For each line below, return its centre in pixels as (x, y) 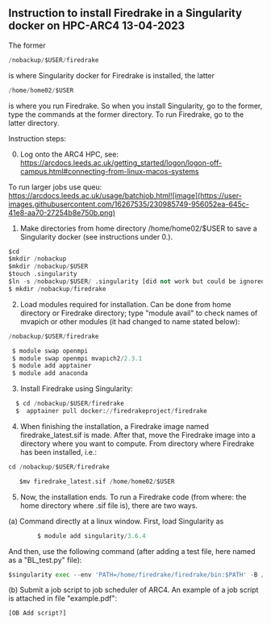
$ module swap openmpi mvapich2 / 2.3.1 (77, 358)
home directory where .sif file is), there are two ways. (108, 505)
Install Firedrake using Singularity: (76, 389)
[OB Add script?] (38, 613)
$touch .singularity (43, 274)
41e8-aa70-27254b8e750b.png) (62, 212)
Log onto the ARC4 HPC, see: (69, 154)
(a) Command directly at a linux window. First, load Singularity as (116, 521)
